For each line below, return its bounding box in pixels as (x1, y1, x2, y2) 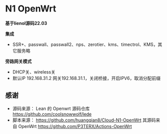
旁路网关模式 (5, 58, 32, 64)
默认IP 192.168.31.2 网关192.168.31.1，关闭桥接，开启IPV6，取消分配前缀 (12, 75, 161, 81)
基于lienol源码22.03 (5, 20, 48, 26)
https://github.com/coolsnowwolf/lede (12, 111, 92, 117)
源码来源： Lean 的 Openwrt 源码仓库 (12, 105, 90, 111)
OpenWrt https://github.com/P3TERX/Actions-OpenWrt (18, 123, 132, 129)
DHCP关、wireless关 (12, 68, 56, 75)
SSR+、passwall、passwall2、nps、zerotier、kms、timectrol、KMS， (12, 41, 158, 47)
